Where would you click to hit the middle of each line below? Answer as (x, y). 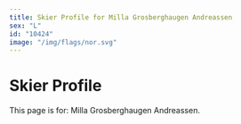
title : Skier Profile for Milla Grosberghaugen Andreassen (121, 17)
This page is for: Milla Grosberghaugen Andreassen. (104, 111)
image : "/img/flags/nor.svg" (63, 42)
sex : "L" (25, 26)
